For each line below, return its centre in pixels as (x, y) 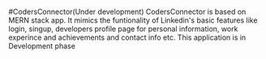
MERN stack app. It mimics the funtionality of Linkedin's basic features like (133, 20)
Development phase (42, 46)
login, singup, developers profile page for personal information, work (123, 29)
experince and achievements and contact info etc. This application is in (127, 37)
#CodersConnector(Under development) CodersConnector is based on (127, 12)
